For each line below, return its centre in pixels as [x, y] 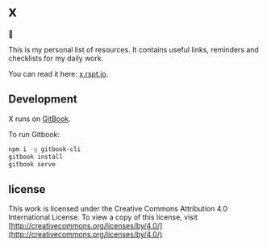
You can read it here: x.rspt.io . [58, 73]
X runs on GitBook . [40, 119]
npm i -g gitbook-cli [45, 149]
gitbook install [35, 157]
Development [43, 99]
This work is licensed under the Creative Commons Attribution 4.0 [118, 209]
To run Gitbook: [34, 134]
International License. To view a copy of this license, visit [103, 217]
